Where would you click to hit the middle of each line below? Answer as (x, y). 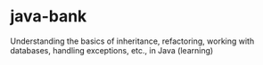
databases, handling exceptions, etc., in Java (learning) (112, 50)
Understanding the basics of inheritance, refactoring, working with (132, 41)
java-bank (49, 16)
